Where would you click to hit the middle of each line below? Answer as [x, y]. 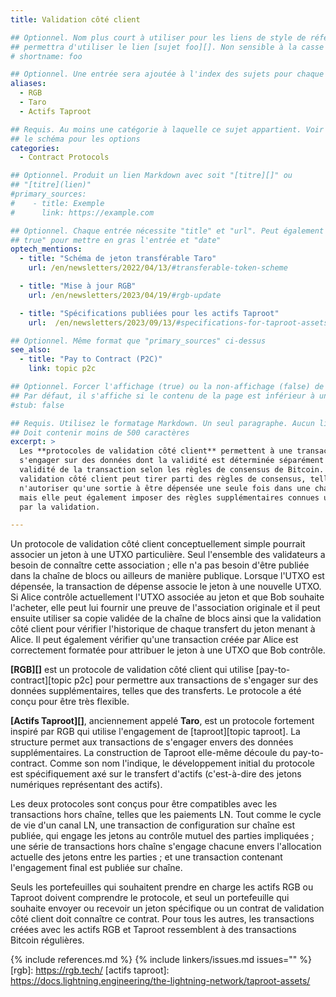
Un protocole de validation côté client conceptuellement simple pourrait [158, 544]
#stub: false [37, 405]
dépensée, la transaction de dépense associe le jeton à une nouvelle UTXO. [166, 587]
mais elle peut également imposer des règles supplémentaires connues [169, 497]
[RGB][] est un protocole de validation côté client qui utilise [132, 670]
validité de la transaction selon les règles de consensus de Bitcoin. [172, 470]
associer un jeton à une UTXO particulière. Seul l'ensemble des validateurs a [168, 555]
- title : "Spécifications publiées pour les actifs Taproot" [149, 313]
